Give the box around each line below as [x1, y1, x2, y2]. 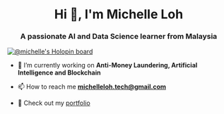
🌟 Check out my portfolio [17, 99, 90, 108]
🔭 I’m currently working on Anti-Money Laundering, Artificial [17, 61, 198, 70]
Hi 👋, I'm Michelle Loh [54, 6, 184, 23]
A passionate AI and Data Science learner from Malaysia [20, 32, 218, 42]
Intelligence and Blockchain [17, 68, 101, 77]
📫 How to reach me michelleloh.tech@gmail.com [17, 82, 166, 91]
